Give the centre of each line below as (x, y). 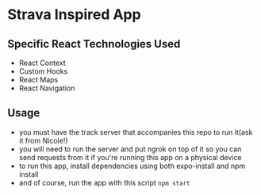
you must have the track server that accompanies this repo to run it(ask (136, 132)
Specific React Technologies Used (94, 44)
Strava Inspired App (74, 15)
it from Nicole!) (43, 140)
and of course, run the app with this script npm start (105, 182)
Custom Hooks (43, 71)
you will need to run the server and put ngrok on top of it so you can (130, 149)
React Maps (38, 80)
